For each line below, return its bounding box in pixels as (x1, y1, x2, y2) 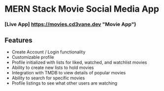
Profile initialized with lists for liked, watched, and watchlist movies (11, 59, 147, 65)
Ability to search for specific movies (11, 75, 85, 81)
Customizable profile (11, 54, 54, 60)
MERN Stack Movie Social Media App (4, 3, 160, 15)
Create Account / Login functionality (11, 49, 86, 55)
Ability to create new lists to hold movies (11, 65, 94, 70)
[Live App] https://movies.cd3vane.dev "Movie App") (4, 21, 136, 28)
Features (4, 36, 33, 45)
